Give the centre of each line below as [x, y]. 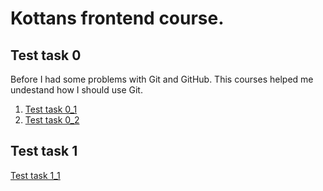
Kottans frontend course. [117, 18]
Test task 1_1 [35, 175]
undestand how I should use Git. [76, 90]
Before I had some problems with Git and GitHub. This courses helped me [162, 79]
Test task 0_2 [52, 120]
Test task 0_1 [51, 109]
